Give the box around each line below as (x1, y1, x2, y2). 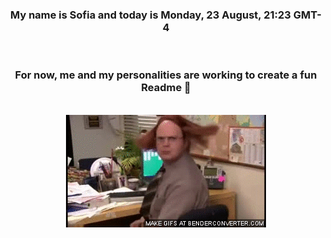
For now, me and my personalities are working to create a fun (14, 68, 318, 82)
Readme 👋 (141, 81, 191, 95)
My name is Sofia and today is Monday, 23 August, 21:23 (10, 8, 291, 22)
